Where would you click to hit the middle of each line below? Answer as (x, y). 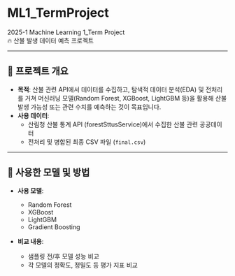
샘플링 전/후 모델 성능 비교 (64, 256)
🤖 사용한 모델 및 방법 (49, 173)
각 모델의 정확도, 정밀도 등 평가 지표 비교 (83, 265)
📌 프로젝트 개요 (38, 71)
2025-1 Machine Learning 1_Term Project (66, 32)
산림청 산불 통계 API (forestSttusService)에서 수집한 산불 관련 (113, 124)
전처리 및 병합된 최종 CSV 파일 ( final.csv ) (87, 142)
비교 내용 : (30, 241)
